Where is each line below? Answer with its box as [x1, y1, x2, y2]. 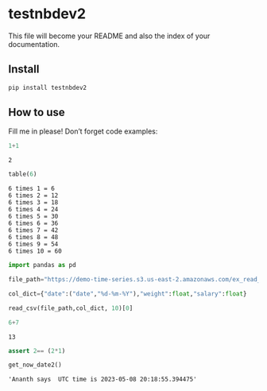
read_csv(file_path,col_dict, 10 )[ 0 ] [8, 304, 133, 312]
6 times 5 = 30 [8, 212, 59, 221]
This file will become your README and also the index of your [8, 31, 211, 41]
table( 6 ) [8, 170, 37, 179]
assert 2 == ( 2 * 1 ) [8, 346, 66, 354]
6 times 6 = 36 [8, 219, 59, 227]
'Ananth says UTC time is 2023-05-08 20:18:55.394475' [8, 375, 197, 384]
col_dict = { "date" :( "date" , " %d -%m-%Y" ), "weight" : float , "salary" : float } [8, 289, 247, 298]
